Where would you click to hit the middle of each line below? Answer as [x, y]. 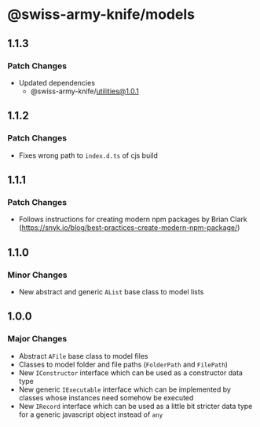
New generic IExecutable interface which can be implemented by [125, 389]
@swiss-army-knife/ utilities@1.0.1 [84, 91]
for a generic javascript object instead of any [91, 414]
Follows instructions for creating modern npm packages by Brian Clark [133, 219]
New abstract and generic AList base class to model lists [111, 291]
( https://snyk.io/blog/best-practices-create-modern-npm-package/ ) [129, 228]
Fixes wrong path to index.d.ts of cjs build [88, 155]
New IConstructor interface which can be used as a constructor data [130, 372]
